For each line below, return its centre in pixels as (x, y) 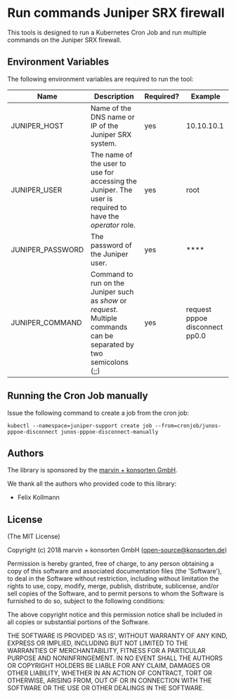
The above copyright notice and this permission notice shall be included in (115, 615)
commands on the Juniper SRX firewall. (64, 39)
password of (111, 245)
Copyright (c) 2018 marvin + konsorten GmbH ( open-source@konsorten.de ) (117, 550)
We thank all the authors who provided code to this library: (92, 484)
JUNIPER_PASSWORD (47, 250)
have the (105, 216)
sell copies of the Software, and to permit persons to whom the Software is (116, 594)
